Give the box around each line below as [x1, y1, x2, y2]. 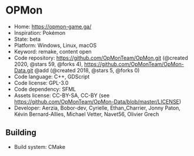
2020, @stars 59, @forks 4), [14, 60, 83, 68]
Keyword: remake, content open [14, 48, 92, 55]
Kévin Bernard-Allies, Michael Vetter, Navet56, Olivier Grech [14, 110, 159, 118]
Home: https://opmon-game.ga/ [14, 23, 92, 30]
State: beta [14, 35, 41, 42]
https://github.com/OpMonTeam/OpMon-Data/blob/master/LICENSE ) [14, 98, 182, 105]
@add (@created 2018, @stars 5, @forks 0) [34, 67, 140, 74]
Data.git [14, 67, 34, 74]
